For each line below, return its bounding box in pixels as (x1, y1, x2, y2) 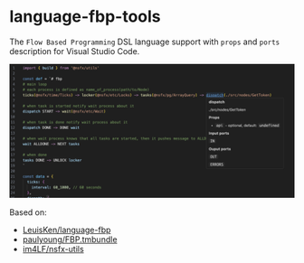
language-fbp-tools (9, 6, 161, 27)
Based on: (9, 207, 47, 218)
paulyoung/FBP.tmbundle (22, 234, 118, 245)
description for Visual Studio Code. (9, 45, 140, 56)
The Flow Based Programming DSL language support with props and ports (9, 36, 280, 47)
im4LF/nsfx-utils (22, 244, 84, 255)
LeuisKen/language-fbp (22, 224, 111, 236)
